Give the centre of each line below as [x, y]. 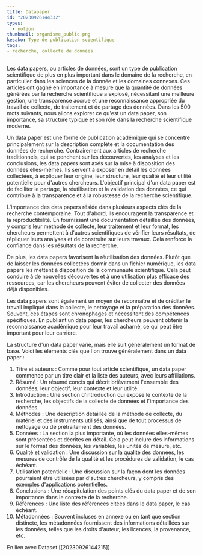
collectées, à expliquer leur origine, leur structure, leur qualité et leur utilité [99, 176]
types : [15, 23]
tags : [14, 46]
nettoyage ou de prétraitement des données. [71, 426]
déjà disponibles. [28, 289]
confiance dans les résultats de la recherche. [63, 245]
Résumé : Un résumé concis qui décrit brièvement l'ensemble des [97, 382]
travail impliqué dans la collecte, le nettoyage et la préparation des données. [101, 307]
